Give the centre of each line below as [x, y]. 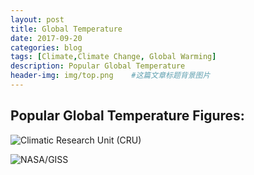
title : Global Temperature [66, 29]
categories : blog [46, 47]
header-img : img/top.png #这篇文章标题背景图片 [110, 76]
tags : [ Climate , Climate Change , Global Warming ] [113, 57]
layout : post [37, 19]
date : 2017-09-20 [46, 38]
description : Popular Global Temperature [98, 66]
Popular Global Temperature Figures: [127, 116]
